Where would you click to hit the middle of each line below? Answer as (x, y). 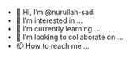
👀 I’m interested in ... (49, 20)
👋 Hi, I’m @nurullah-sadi (55, 12)
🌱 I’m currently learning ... (58, 29)
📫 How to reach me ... (52, 46)
